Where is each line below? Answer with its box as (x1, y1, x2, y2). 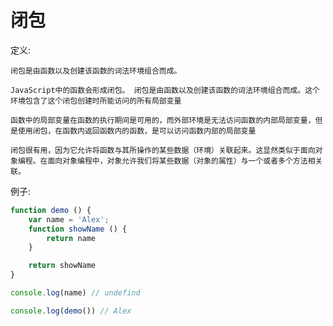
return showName (28, 261, 97, 271)
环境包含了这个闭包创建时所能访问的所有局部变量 (10, 96, 182, 106)
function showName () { (28, 224, 128, 234)
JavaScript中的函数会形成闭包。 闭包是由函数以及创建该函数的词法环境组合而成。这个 (10, 85, 320, 95)
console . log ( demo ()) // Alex (10, 306, 132, 316)
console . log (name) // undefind (10, 288, 141, 298)
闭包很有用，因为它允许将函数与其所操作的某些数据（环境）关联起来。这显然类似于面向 (10, 145, 316, 155)
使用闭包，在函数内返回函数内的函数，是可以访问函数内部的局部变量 (17, 126, 257, 136)
